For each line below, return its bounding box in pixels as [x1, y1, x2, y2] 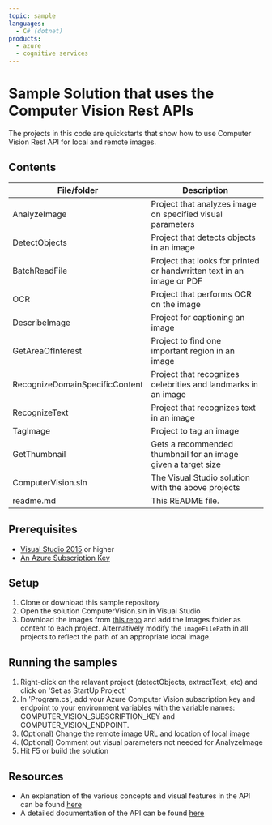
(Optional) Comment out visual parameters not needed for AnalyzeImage [19, 737, 263, 747]
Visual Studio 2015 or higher [19, 544, 115, 554]
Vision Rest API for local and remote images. [8, 137, 156, 147]
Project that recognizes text [151, 402, 257, 413]
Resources [8, 769, 64, 783]
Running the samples [8, 656, 117, 669]
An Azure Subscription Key [19, 553, 111, 562]
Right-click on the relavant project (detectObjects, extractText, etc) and [19, 678, 258, 687]
